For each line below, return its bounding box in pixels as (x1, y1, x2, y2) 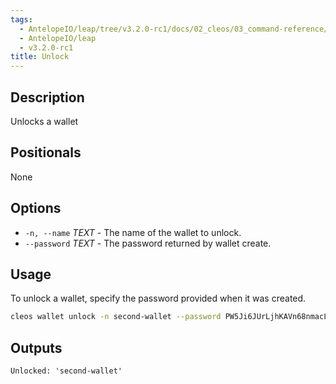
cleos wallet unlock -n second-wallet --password (10, 312, 222, 322)
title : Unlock (10, 52, 70, 62)
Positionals (10, 144, 82, 161)
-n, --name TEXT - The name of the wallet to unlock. (24, 226, 242, 238)
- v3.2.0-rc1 (19, 42, 74, 53)
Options (10, 200, 62, 217)
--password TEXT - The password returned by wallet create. (24, 237, 272, 249)
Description (10, 89, 85, 106)
